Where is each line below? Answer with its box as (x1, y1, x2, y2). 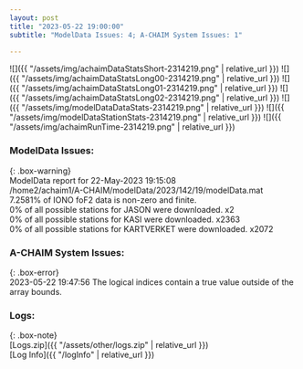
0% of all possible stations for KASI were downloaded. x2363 (9, 214, 240, 225)
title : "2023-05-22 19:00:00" (9, 22, 125, 31)
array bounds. (9, 286, 62, 297)
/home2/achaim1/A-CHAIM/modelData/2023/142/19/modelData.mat (9, 184, 264, 195)
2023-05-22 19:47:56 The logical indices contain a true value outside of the (9, 276, 294, 288)
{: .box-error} (9, 267, 59, 278)
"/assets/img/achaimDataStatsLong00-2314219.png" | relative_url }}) (21, 73, 280, 84)
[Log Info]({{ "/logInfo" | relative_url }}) (9, 349, 155, 361)
